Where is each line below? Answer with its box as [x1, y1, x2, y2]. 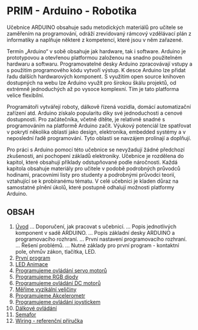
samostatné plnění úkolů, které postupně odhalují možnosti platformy [6, 183, 174, 190]
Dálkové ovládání [15, 305, 57, 312]
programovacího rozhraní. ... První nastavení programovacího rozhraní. [15, 235, 187, 242]
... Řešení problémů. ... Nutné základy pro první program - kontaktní [15, 241, 179, 249]
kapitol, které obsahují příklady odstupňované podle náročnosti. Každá [6, 158, 178, 166]
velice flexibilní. [6, 92, 45, 99]
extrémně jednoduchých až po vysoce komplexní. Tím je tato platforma [6, 85, 179, 92]
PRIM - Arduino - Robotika [6, 4, 137, 18]
